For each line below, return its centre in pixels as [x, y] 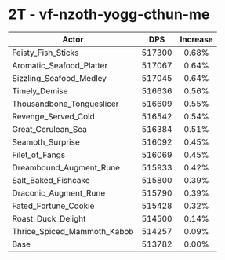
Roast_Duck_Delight [49, 218]
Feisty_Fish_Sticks [45, 53]
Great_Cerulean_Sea [50, 129]
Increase [196, 39]
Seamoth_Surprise [46, 141]
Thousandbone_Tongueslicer [65, 104]
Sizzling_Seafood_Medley [60, 78]
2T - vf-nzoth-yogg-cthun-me [109, 15]
